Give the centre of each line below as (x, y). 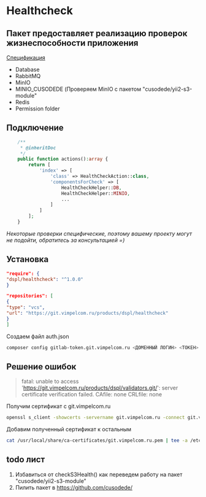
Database (27, 69)
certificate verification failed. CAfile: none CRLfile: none (92, 395)
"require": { (23, 274)
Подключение (35, 128)
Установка (28, 259)
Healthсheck (40, 11)
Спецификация (26, 58)
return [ (40, 165)
